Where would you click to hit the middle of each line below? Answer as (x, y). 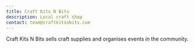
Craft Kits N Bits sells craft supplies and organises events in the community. (97, 39)
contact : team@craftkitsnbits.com (48, 22)
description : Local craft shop (44, 17)
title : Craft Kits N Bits (38, 11)
